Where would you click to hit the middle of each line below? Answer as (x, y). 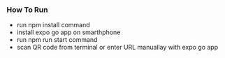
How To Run (27, 10)
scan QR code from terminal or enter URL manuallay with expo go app (117, 48)
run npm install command (53, 25)
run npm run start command (57, 40)
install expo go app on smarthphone (68, 32)
